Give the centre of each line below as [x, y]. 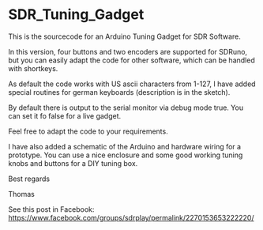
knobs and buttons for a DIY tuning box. [73, 163]
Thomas [22, 194]
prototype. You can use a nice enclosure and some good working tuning [126, 155]
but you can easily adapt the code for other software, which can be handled [131, 60]
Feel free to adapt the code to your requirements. [88, 131]
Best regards [29, 179]
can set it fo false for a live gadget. [65, 115]
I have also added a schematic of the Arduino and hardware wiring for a [125, 146]
